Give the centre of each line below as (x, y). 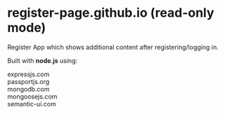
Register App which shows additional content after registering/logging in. (113, 47)
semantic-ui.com (32, 104)
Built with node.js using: (43, 60)
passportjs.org (28, 81)
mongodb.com (28, 89)
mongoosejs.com (32, 97)
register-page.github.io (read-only (111, 13)
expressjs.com (28, 74)
